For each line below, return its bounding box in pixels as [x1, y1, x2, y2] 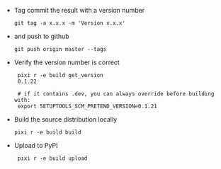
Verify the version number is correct [13, 58, 120, 66]
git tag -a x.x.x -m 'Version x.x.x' [13, 20, 126, 27]
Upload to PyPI [13, 141, 58, 149]
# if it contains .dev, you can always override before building [17, 91, 215, 98]
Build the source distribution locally [13, 115, 118, 123]
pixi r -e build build [13, 129, 81, 136]
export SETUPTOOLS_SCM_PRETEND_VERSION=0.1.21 [17, 103, 157, 110]
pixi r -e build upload [17, 155, 88, 162]
